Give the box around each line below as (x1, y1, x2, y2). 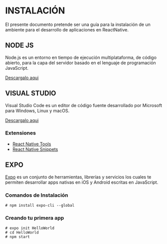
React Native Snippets (12, 146, 58, 152)
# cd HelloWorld (5, 230, 39, 235)
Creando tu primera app (5, 214, 64, 221)
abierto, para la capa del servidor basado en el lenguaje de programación (5, 60, 156, 66)
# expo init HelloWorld (5, 226, 55, 231)
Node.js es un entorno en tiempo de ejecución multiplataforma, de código (5, 54, 157, 60)
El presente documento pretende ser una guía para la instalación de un (5, 21, 151, 27)
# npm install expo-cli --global (5, 203, 75, 208)
